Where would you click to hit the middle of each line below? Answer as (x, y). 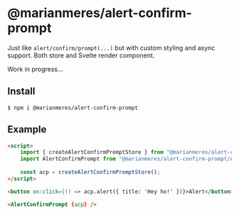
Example (27, 129)
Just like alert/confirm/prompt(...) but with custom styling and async (111, 48)
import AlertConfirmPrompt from (68, 159)
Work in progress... (35, 69)
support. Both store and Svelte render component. (81, 55)
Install (21, 91)
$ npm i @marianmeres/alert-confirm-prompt (73, 108)
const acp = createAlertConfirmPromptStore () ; (90, 172)
